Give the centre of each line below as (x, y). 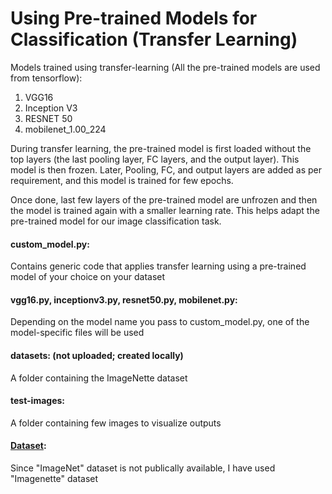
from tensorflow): (46, 78)
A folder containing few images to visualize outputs (116, 423)
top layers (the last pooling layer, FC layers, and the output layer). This (155, 159)
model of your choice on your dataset (88, 277)
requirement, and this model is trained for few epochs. (122, 180)
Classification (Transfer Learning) (154, 39)
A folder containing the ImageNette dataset (99, 378)
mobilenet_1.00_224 (65, 129)
